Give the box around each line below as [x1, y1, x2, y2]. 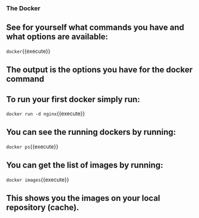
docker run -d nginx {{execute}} [6, 110, 85, 117]
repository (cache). [6, 202, 80, 212]
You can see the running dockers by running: [6, 127, 176, 137]
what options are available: [6, 31, 109, 42]
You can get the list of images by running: [6, 160, 163, 170]
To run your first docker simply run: [6, 94, 141, 105]
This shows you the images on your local [6, 193, 160, 203]
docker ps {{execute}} [6, 143, 59, 150]
